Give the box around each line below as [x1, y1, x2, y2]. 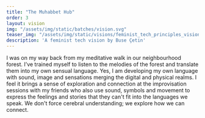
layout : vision [6, 20, 45, 26]
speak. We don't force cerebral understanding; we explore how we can [6, 100, 185, 107]
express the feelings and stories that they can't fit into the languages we [6, 93, 188, 100]
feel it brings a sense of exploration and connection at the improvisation [6, 80, 187, 87]
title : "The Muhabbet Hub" [6, 9, 75, 15]
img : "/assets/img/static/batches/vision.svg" [6, 26, 127, 32]
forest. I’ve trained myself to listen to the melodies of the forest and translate [6, 61, 199, 68]
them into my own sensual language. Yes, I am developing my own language [6, 67, 198, 74]
